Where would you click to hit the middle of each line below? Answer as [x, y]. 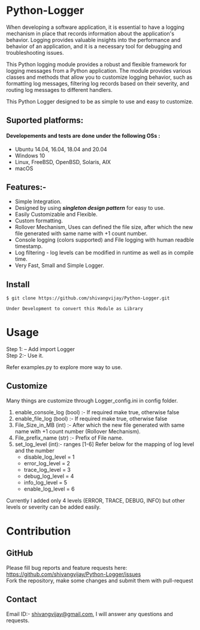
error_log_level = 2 [47, 463]
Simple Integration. [38, 201]
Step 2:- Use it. [25, 356]
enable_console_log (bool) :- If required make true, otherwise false [97, 412]
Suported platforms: [45, 121]
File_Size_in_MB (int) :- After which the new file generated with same [100, 425]
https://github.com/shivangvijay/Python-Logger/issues [74, 574]
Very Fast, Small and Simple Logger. [60, 266]
